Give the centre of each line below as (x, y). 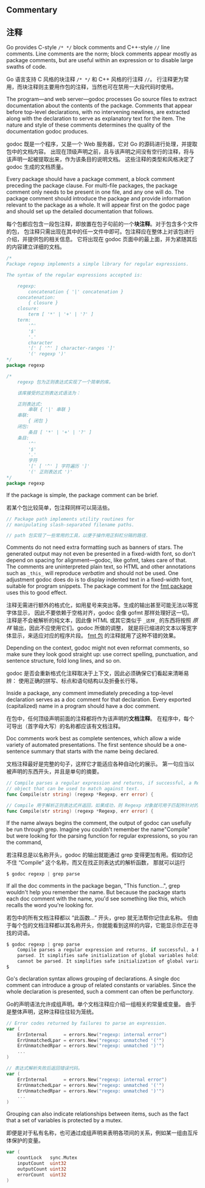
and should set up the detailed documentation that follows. (80, 211)
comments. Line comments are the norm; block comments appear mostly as (102, 54)
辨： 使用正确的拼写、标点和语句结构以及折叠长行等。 (74, 681)
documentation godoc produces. (47, 132)
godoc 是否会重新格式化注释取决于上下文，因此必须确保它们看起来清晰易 (98, 673)
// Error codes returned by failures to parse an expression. (87, 1023)
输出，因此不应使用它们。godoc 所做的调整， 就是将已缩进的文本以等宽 (102, 628)
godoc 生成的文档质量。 (36, 167)
